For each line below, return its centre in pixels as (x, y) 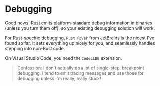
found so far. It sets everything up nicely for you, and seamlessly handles (80, 43)
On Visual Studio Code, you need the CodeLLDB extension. (64, 58)
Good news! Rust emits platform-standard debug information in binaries (79, 23)
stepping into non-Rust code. (35, 48)
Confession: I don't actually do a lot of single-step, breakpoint (80, 68)
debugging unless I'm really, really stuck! (59, 78)
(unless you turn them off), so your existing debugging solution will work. (80, 28)
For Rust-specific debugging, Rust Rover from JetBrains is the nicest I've (80, 38)
